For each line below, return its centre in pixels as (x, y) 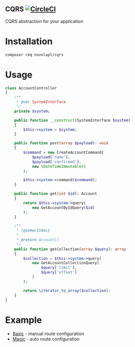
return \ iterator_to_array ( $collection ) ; (67, 291)
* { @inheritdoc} (33, 231)
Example (23, 320)
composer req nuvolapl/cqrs (34, 55)
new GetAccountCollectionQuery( (65, 263)
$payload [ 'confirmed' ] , (56, 162)
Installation (29, 41)
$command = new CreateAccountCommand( (63, 153)
